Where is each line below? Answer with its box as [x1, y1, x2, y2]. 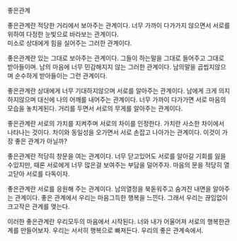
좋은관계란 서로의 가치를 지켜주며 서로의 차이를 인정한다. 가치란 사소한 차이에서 [7, 119, 225, 127]
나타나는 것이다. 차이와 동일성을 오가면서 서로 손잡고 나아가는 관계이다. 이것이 [7, 128, 221, 136]
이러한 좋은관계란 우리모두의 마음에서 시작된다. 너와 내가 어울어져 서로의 [7, 218, 206, 225]
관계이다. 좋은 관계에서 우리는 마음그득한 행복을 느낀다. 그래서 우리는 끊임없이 [14, 194, 229, 201]
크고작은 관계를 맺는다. [7, 202, 70, 211]
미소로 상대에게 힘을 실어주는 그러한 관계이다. [7, 39, 132, 47]
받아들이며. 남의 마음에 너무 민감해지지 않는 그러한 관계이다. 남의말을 [7, 63, 196, 71]
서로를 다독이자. [25, 170, 70, 178]
